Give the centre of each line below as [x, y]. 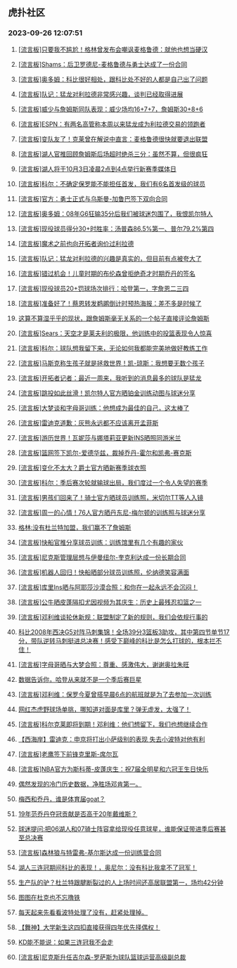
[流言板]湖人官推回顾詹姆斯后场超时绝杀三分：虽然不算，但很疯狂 [113, 154]
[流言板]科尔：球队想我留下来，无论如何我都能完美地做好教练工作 [113, 348]
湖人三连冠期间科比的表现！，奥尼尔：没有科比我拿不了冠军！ [108, 867]
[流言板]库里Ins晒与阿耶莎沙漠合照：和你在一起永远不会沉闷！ [108, 587]
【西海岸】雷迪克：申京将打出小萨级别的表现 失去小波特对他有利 [111, 739]
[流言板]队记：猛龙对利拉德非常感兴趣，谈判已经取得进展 [101, 94]
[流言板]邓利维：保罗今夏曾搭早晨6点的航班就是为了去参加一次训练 [115, 694]
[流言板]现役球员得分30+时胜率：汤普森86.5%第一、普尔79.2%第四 [116, 228]
